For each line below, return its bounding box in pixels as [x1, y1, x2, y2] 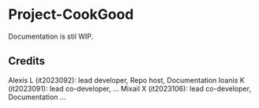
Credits [8, 54, 46, 68]
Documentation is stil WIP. [8, 32, 94, 41]
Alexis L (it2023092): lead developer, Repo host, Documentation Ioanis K [8, 75, 245, 84]
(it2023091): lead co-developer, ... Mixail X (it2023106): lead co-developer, [8, 84, 251, 93]
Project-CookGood [8, 6, 134, 24]
